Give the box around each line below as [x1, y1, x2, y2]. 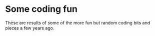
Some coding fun [5, 3, 78, 15]
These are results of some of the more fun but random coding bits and [5, 20, 150, 26]
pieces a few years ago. [5, 25, 54, 31]
